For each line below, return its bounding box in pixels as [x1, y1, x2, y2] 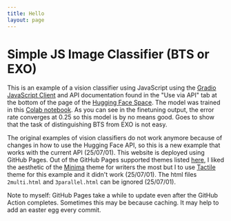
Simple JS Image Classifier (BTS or [7, 46, 210, 62]
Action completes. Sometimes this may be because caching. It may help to [7, 198, 219, 207]
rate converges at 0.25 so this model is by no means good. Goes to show [7, 113, 215, 122]
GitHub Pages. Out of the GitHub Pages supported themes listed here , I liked [7, 156, 225, 164]
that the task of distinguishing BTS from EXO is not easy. [7, 120, 168, 128]
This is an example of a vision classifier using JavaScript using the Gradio [7, 84, 217, 92]
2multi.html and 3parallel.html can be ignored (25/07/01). [7, 177, 176, 186]
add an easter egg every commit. [7, 206, 101, 214]
